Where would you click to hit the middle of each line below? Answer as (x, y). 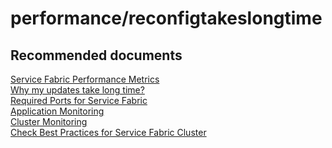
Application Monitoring (57, 111)
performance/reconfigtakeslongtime (166, 18)
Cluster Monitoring (49, 121)
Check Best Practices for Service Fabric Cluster (108, 132)
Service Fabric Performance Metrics (85, 79)
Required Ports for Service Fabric (79, 100)
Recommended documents (96, 55)
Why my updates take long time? (77, 90)
